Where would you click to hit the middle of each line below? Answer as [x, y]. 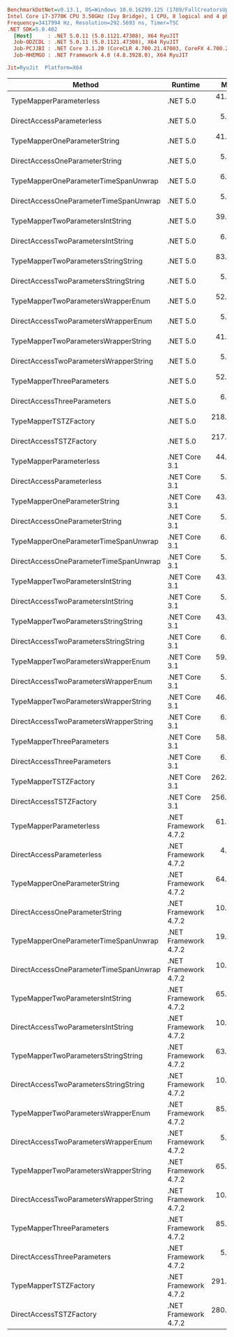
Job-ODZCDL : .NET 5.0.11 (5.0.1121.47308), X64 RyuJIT [96, 42]
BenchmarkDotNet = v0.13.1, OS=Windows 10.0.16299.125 [85, 10]
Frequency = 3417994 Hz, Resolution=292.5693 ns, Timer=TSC [93, 23]
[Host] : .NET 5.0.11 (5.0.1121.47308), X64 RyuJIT [96, 36]
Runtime [186, 84]
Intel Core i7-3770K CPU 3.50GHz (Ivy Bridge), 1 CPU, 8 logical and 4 [113, 16]
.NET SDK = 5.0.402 [32, 29]
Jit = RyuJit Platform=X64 [45, 68]
